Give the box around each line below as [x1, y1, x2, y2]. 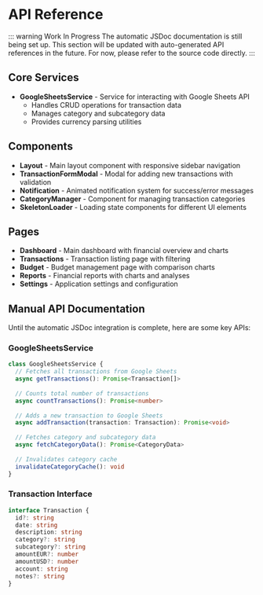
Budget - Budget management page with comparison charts [19, 263, 216, 272]
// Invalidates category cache [15, 455, 118, 463]
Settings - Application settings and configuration [19, 279, 178, 288]
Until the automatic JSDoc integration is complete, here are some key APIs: [8, 323, 251, 332]
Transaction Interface [8, 489, 93, 500]
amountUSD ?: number [15, 557, 79, 565]
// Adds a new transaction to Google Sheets [15, 411, 163, 420]
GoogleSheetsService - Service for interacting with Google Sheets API [19, 92, 250, 101]
